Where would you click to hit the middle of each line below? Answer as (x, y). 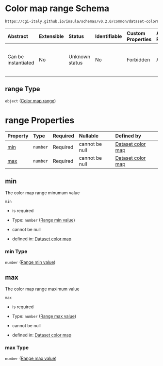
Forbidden (139, 60)
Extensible (51, 36)
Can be (16, 56)
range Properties (40, 120)
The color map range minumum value (42, 193)
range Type (23, 89)
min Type (16, 251)
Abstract (18, 36)
